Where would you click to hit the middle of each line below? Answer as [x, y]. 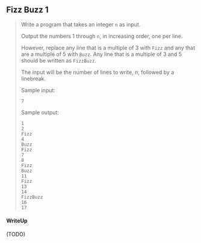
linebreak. [33, 78]
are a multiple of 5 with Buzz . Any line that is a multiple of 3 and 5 [101, 54]
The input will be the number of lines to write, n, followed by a [97, 72]
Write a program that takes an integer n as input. [81, 24]
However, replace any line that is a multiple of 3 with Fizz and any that [108, 48]
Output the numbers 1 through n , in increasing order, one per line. [102, 36]
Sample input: [38, 90]
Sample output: [40, 112]
